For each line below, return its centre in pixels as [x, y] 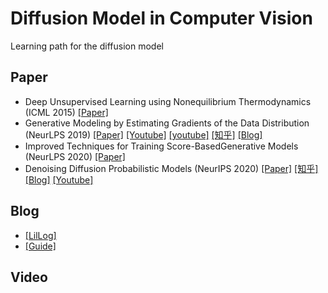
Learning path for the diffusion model [87, 46]
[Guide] [40, 246]
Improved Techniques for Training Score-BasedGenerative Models [161, 146]
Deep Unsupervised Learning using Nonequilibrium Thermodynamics [168, 101]
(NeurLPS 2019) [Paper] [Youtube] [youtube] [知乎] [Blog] [143, 134]
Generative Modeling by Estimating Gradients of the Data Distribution [167, 123]
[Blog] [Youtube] [59, 179]
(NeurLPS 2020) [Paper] [75, 156]
